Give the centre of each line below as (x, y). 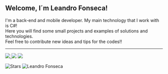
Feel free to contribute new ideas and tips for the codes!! (64, 41)
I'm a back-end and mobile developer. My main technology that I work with (82, 20)
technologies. (19, 36)
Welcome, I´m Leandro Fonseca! (56, 8)
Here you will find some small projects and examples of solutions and (76, 31)
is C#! (11, 25)
